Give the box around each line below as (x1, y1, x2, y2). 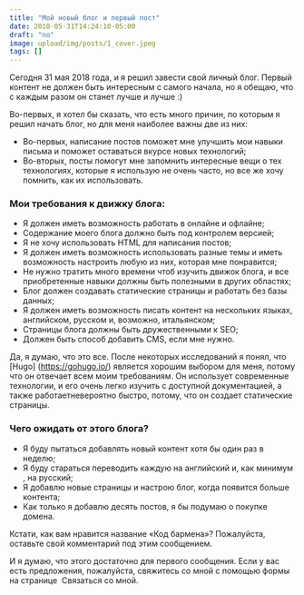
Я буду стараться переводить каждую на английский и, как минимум (22, 462, 293, 473)
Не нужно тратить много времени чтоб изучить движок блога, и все (22, 266, 289, 277)
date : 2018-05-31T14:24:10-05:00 (9, 22, 136, 31)
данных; (22, 295, 54, 306)
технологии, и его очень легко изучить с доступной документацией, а (9, 381, 282, 392)
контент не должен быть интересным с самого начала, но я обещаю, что (9, 82, 294, 93)
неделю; (22, 452, 56, 463)
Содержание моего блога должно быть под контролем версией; (22, 228, 275, 239)
